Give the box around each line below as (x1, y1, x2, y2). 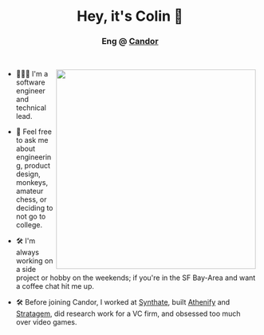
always (15, 247, 40, 258)
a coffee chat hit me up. (15, 282, 94, 291)
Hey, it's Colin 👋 (77, 7, 183, 26)
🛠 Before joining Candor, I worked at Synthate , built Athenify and (15, 298, 231, 307)
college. (15, 220, 42, 230)
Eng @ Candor (101, 36, 159, 47)
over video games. (15, 317, 77, 327)
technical (15, 103, 46, 112)
